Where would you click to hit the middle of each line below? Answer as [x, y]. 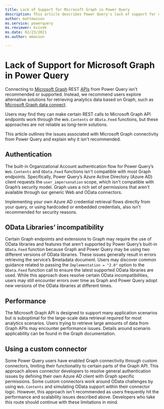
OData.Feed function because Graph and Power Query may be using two [77, 249]
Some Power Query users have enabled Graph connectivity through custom [81, 361]
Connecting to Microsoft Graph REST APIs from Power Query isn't [71, 89]
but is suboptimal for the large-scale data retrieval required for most [73, 318]
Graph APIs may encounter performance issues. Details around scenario [78, 328]
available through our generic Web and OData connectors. [64, 192]
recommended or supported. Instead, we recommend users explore [73, 94]
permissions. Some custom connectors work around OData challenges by [79, 382]
